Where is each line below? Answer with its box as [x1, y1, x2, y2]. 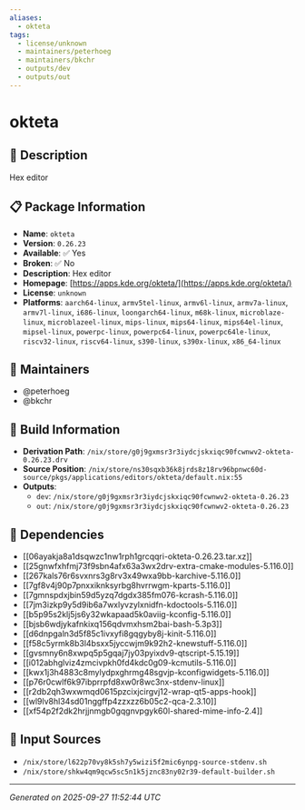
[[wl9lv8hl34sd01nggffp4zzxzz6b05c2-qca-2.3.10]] [22, 696, 217, 706]
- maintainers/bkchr [17, 55, 95, 65]
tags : [9, 30, 30, 39]
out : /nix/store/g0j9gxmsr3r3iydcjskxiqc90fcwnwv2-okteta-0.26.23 [35, 501, 290, 512]
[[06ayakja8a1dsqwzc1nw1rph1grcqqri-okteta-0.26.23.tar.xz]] [22, 551, 252, 562]
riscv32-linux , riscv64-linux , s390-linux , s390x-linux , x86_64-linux [22, 335, 281, 346]
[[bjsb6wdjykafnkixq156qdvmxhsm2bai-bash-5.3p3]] [22, 619, 222, 629]
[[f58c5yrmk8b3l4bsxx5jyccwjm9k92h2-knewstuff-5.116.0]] [22, 638, 248, 648]
